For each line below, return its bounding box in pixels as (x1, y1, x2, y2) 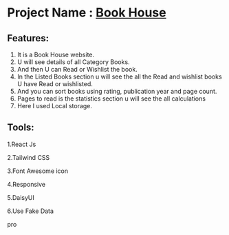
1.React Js (7, 140, 36, 148)
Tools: (7, 122, 34, 134)
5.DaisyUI (7, 193, 34, 201)
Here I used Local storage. (17, 102, 93, 110)
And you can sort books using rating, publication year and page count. (17, 88, 217, 95)
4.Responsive (7, 180, 46, 188)
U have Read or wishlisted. (17, 80, 93, 88)
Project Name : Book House (7, 5, 166, 21)
